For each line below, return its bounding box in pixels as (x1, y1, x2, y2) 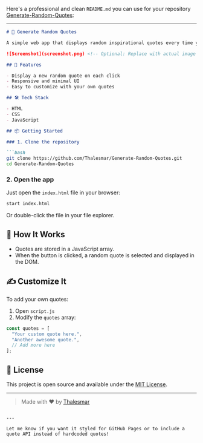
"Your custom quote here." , (11, 331, 83, 337)
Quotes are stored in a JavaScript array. (14, 245, 115, 252)
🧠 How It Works (6, 229, 65, 240)
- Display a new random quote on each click (6, 73, 120, 79)
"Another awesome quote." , (11, 336, 80, 343)
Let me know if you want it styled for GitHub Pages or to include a (6, 425, 185, 432)
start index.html (6, 201, 50, 207)
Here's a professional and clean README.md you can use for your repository (6, 5, 191, 12)
